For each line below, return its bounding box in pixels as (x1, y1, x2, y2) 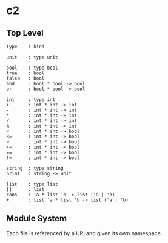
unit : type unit (6, 54, 59, 60)
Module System (6, 213, 67, 224)
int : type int (6, 97, 56, 103)
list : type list (6, 181, 59, 187)
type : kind (6, 44, 45, 50)
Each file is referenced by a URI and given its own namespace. (6, 229, 163, 236)
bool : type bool (6, 65, 59, 71)
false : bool (6, 76, 45, 82)
